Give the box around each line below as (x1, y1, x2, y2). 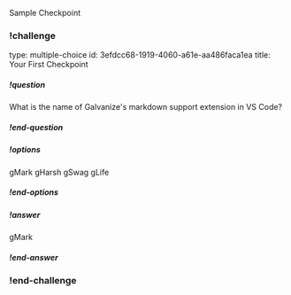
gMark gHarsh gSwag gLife (9, 167, 110, 177)
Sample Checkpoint (9, 8, 81, 18)
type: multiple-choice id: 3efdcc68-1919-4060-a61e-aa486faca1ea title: (9, 50, 272, 60)
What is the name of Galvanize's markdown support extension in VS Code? (9, 102, 283, 113)
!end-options (9, 187, 59, 198)
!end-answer (9, 252, 59, 262)
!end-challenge (9, 274, 77, 286)
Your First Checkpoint (9, 59, 88, 70)
